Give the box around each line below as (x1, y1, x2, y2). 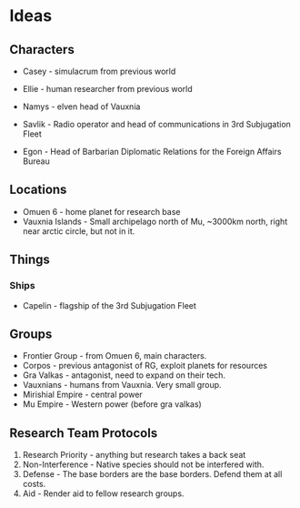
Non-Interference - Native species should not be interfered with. (22, 459, 265, 470)
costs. (22, 479, 46, 490)
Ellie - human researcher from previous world (22, 84, 193, 94)
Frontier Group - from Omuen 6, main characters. (22, 351, 207, 361)
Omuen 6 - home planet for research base (22, 206, 181, 217)
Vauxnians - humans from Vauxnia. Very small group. (22, 380, 222, 391)
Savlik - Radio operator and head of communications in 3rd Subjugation (22, 119, 291, 129)
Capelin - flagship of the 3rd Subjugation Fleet (22, 300, 197, 310)
